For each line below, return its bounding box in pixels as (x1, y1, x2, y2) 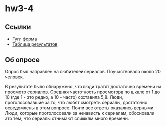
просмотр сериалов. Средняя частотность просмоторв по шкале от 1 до (5, 89, 160, 95)
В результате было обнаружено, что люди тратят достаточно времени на (5, 83, 162, 89)
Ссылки (5, 23, 31, 31)
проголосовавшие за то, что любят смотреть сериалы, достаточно (5, 99, 148, 105)
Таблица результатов (12, 41, 58, 47)
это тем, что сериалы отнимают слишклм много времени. (5, 115, 129, 121)
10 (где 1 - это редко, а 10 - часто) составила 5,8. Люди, (5, 94, 123, 100)
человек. (5, 74, 24, 80)
